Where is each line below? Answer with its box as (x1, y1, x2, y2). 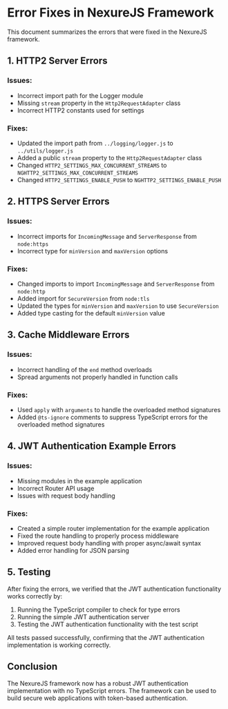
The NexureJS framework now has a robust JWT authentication (7, 679, 189, 688)
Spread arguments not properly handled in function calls (17, 373, 178, 381)
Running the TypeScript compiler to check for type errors (17, 605, 181, 614)
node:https (17, 240, 49, 248)
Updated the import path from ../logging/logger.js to (17, 139, 174, 147)
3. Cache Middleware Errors (7, 329, 130, 341)
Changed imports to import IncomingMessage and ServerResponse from (17, 280, 216, 288)
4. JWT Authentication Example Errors (7, 440, 176, 452)
